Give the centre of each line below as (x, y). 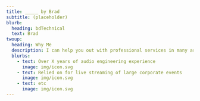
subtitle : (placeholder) (37, 17)
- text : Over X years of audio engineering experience (86, 61)
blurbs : (21, 56)
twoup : (14, 39)
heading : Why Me (32, 45)
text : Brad (25, 34)
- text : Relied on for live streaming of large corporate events (100, 72)
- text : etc (32, 84)
